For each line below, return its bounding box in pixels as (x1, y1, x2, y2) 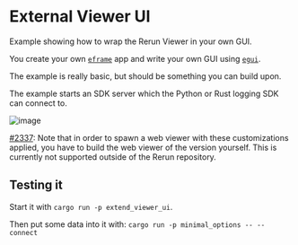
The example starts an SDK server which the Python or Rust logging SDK (9, 88, 279, 99)
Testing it (9, 178, 63, 193)
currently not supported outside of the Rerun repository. (9, 151, 217, 162)
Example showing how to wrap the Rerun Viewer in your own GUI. (9, 36, 253, 47)
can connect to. (9, 97, 67, 109)
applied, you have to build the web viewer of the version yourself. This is (9, 142, 277, 153)
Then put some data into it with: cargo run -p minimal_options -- (9, 218, 254, 230)
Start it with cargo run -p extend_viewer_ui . (9, 201, 173, 212)
